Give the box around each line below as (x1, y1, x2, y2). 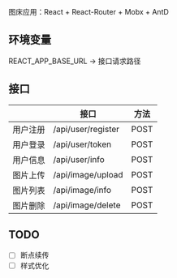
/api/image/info (53, 184, 112, 195)
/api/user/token (53, 139, 112, 150)
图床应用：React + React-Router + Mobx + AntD (8, 7, 169, 16)
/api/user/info (53, 153, 106, 165)
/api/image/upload (53, 169, 123, 180)
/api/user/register (53, 123, 120, 135)
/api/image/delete (53, 199, 121, 211)
